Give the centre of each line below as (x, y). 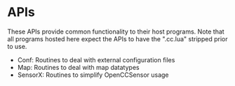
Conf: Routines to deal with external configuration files (96, 59)
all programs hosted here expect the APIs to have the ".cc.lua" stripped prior (117, 38)
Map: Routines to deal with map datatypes (78, 67)
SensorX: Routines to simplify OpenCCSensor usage (93, 75)
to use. (17, 46)
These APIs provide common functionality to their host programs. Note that (116, 31)
